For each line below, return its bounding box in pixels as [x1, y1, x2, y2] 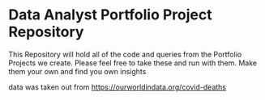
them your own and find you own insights [8, 66, 147, 76]
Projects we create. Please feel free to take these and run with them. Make [8, 58, 258, 68]
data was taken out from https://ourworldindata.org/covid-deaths [8, 82, 227, 92]
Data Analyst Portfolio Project [8, 6, 212, 24]
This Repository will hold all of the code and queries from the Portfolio [8, 49, 242, 59]
